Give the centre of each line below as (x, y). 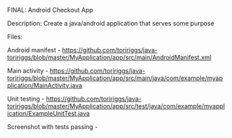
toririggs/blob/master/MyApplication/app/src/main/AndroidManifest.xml (109, 57)
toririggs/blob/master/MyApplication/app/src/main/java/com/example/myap (115, 78)
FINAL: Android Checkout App (50, 10)
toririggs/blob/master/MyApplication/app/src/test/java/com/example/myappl (116, 106)
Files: (15, 37)
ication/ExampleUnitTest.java (48, 114)
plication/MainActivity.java (45, 85)
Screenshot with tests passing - (53, 127)
